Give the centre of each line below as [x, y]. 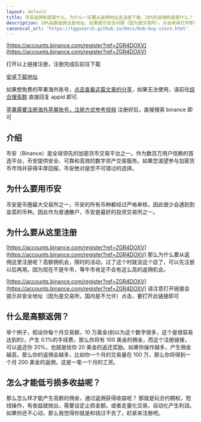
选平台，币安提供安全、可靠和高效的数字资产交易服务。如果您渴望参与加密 [98, 161]
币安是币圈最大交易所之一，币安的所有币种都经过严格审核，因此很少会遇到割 [100, 204]
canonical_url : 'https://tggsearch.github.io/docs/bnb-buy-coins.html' [97, 28]
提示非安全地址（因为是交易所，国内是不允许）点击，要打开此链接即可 [93, 296]
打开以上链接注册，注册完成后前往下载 [53, 64]
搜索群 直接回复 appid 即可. [45, 97]
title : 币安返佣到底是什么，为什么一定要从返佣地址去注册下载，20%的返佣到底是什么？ [100, 17]
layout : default [26, 12]
